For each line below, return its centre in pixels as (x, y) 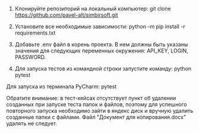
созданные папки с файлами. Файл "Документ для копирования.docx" (96, 117)
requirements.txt (35, 33)
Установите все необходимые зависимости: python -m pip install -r (100, 27)
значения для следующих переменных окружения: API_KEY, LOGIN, (102, 51)
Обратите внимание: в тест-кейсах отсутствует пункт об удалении (91, 98)
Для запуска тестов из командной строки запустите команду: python (103, 69)
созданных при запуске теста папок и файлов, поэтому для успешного (97, 104)
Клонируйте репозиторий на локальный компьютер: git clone (93, 9)
